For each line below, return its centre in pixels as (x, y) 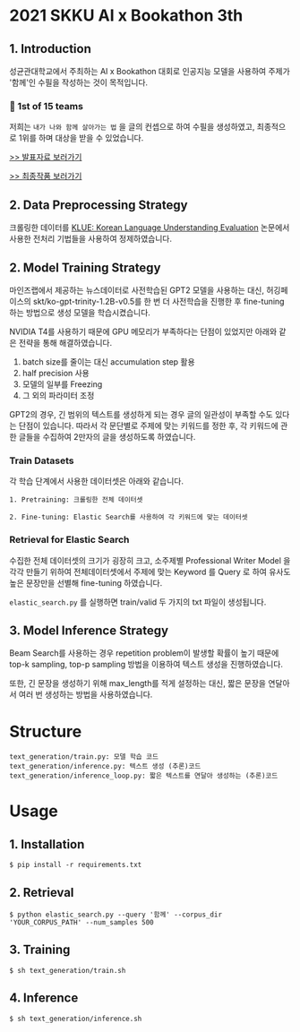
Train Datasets (42, 460)
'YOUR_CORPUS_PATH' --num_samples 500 (81, 923)
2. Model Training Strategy (85, 267)
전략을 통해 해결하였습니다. (65, 342)
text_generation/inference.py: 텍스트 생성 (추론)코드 (105, 767)
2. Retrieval (42, 892)
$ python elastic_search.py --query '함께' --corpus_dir (116, 915)
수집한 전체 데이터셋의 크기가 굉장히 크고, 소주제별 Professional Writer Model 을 (150, 560)
